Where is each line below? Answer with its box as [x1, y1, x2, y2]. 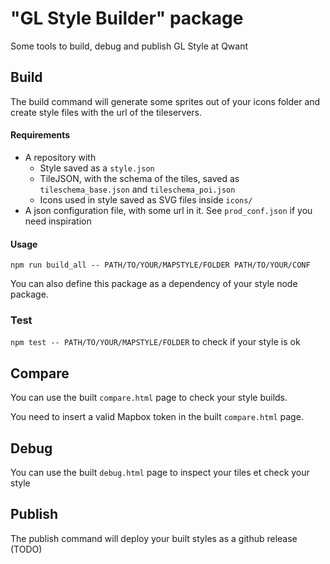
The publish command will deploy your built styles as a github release [10, 532, 298, 544]
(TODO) [10, 543, 43, 555]
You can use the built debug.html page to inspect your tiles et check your [10, 467, 310, 479]
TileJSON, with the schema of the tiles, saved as [39, 172, 240, 184]
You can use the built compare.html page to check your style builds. [10, 392, 288, 404]
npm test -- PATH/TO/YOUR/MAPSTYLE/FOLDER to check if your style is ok [10, 336, 301, 348]
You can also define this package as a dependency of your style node [10, 278, 298, 290]
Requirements [10, 129, 71, 141]
